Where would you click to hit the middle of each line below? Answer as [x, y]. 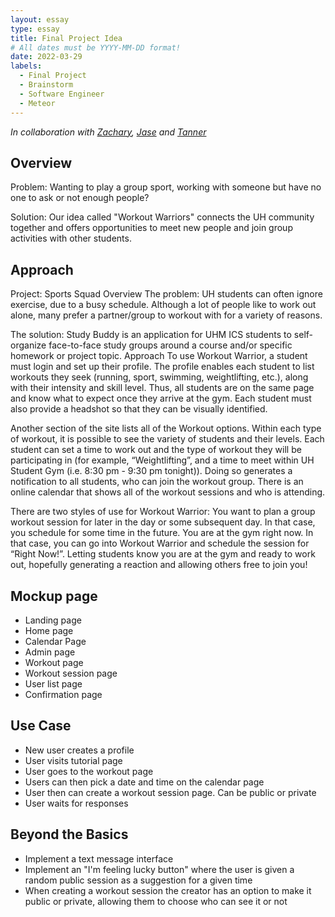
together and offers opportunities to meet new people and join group [151, 228]
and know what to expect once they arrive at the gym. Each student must [161, 398]
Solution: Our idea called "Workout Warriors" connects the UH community [162, 217]
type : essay [35, 29]
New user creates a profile [79, 750]
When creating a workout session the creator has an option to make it [168, 890]
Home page [49, 630]
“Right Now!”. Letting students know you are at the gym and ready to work [163, 554]
